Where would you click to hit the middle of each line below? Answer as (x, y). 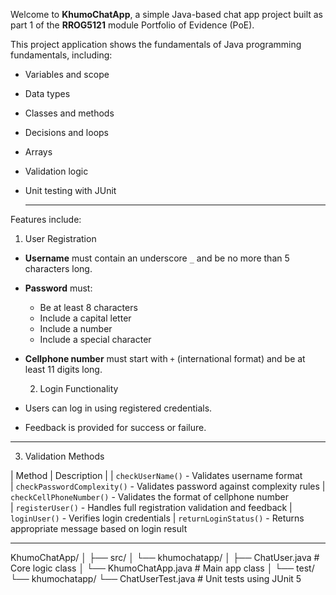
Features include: (46, 219)
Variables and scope (67, 74)
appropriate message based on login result (99, 528)
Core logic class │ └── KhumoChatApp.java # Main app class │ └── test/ (162, 568)
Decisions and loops (67, 132)
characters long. (58, 268)
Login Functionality (79, 388)
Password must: (58, 288)
